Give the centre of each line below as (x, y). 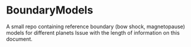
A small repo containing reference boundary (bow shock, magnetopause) (96, 26)
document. (19, 39)
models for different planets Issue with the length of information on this (93, 32)
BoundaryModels (50, 10)
